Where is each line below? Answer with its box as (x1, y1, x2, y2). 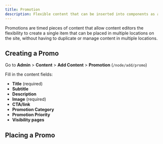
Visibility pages (12, 117, 45, 123)
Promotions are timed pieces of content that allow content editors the (5, 25, 144, 31)
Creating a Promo (5, 49, 59, 57)
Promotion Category (12, 107, 54, 112)
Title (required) (12, 81, 43, 87)
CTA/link (12, 101, 31, 107)
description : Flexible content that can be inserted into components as (5, 12, 155, 16)
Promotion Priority (12, 112, 50, 118)
